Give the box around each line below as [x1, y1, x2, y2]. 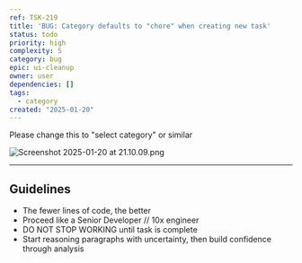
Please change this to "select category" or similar [9, 129, 193, 140]
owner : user [9, 72, 54, 81]
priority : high [9, 38, 67, 48]
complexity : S [9, 47, 63, 56]
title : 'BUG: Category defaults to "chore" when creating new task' [9, 22, 271, 31]
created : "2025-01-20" [9, 105, 94, 114]
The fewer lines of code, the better [22, 206, 151, 216]
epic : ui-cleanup [9, 64, 75, 73]
